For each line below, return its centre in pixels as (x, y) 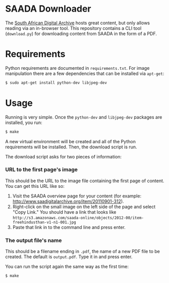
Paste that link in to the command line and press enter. (69, 227)
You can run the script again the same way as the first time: (67, 267)
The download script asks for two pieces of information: (64, 156)
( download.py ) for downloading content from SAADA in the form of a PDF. (81, 33)
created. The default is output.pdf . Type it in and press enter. (69, 257)
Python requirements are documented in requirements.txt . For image (77, 68)
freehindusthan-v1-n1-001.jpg (44, 222)
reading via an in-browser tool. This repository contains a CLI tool (73, 28)
